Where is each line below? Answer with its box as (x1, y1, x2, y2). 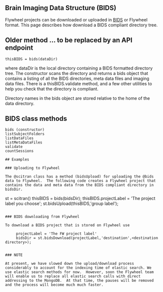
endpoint (5, 44, 33, 52)
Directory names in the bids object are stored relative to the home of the (5, 95, 150, 101)
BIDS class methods (5, 114, 67, 123)
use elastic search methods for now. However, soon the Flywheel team (5, 270, 154, 274)
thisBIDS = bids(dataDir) (5, 56, 58, 61)
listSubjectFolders (5, 131, 45, 137)
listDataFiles (5, 136, 34, 141)
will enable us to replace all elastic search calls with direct (5, 274, 141, 279)
